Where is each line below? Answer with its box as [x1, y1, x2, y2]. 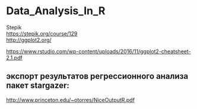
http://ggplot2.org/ [6, 36, 52, 43]
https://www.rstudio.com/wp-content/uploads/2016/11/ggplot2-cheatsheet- [6, 47, 191, 54]
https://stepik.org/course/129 [6, 30, 78, 37]
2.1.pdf [6, 54, 23, 61]
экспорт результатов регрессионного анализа [6, 71, 189, 81]
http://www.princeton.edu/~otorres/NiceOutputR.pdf [6, 96, 135, 103]
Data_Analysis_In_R [6, 4, 106, 18]
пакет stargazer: [6, 81, 69, 91]
